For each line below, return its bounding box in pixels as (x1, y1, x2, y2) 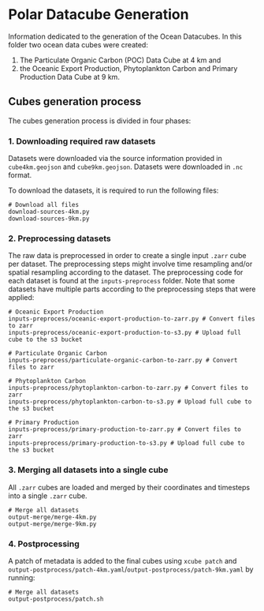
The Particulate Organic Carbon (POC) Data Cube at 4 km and (19, 55, 221, 65)
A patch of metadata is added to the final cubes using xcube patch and (8, 556, 237, 565)
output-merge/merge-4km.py (8, 513, 97, 521)
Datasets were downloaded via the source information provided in (8, 154, 222, 163)
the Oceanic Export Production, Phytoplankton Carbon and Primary (19, 63, 238, 73)
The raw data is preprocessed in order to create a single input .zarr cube (8, 251, 247, 261)
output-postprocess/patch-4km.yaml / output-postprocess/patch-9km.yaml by (8, 564, 254, 574)
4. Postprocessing (8, 538, 80, 549)
